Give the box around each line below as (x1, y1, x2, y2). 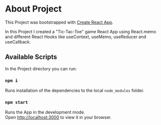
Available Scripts (5, 53, 57, 61)
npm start (5, 99, 28, 105)
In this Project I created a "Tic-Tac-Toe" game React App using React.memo (5, 28, 156, 34)
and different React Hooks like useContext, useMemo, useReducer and (5, 34, 146, 40)
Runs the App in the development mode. (5, 110, 86, 115)
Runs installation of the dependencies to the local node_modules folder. (5, 88, 145, 94)
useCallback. (5, 39, 31, 44)
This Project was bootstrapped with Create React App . (5, 19, 114, 25)
